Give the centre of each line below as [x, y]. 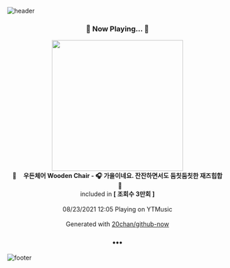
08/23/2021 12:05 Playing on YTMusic [117, 209]
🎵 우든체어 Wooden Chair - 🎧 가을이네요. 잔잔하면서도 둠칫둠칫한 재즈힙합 [117, 176]
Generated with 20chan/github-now [117, 224]
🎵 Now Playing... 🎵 [117, 29]
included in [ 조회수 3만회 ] [117, 194]
